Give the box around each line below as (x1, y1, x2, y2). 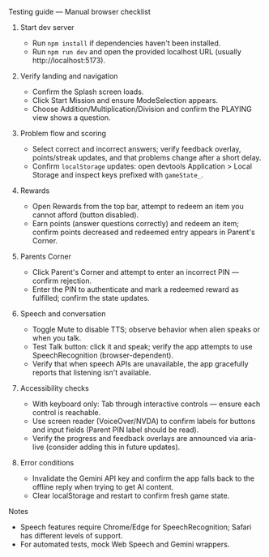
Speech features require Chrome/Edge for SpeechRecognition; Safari (19, 522, 252, 532)
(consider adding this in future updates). (45, 442, 181, 452)
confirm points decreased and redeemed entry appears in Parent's (32, 227, 255, 237)
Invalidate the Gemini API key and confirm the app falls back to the (32, 473, 255, 483)
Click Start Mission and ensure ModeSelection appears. (32, 96, 219, 105)
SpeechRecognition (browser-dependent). (32, 350, 174, 360)
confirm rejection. (32, 276, 92, 285)
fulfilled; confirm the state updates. (32, 293, 150, 302)
